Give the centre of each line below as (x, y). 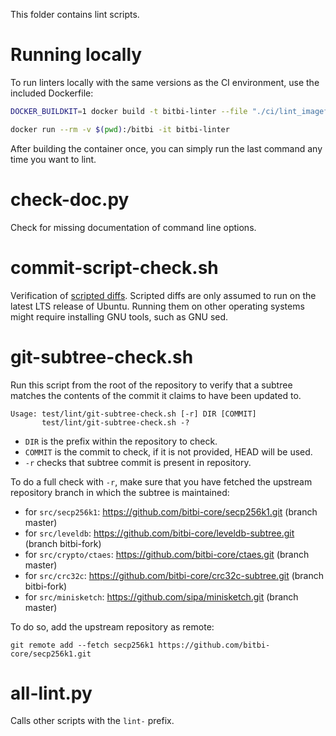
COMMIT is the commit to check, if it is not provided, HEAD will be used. (168, 451)
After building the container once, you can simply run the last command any (166, 148)
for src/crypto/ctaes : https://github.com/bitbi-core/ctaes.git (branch (167, 554)
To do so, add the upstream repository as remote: (112, 626)
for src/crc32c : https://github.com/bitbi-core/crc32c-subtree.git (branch (174, 575)
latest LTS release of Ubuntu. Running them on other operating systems (157, 306)
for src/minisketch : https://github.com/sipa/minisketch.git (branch (161, 596)
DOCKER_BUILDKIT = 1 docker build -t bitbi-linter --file (129, 111)
